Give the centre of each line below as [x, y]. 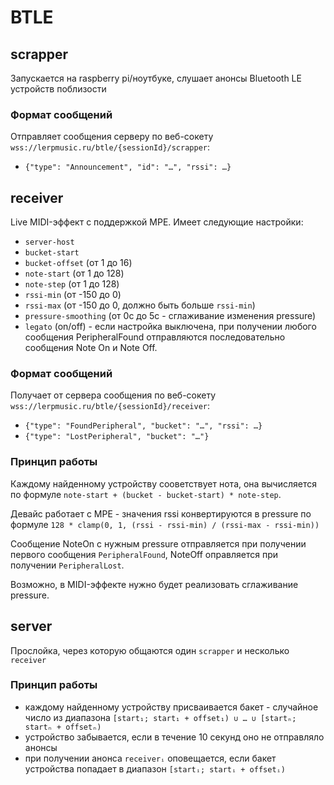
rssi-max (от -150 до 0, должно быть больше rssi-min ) [140, 305]
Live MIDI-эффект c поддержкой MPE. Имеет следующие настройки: [157, 222]
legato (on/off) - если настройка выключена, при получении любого [170, 327]
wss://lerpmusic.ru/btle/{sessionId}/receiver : [110, 406]
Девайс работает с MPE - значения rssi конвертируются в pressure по [161, 513]
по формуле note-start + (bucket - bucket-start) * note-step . [146, 494]
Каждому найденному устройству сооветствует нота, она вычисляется [163, 483]
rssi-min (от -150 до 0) [73, 295]
